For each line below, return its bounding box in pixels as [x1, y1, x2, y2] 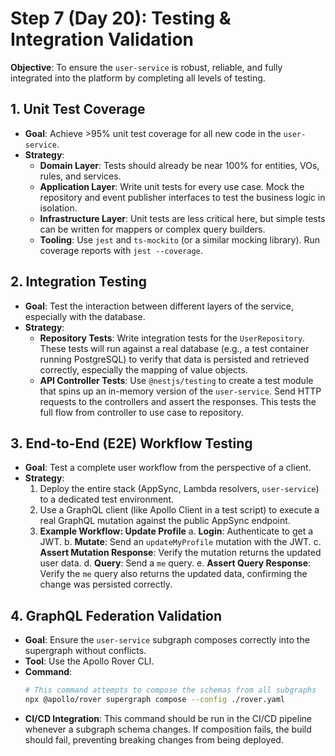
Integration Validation [10, 28, 195, 51]
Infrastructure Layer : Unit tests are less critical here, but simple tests [39, 212, 326, 224]
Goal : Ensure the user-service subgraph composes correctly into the [24, 634, 310, 646]
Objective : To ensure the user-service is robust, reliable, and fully [10, 61, 283, 73]
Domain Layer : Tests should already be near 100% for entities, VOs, [39, 159, 320, 171]
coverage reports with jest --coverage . [39, 244, 203, 256]
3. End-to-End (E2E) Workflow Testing [10, 435, 253, 452]
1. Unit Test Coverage [10, 101, 146, 118]
